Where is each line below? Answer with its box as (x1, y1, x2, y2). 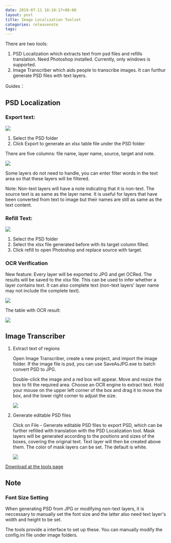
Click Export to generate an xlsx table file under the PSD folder (12, 140, 145, 146)
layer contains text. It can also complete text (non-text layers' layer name (5, 282, 160, 288)
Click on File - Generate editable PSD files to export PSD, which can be (12, 422, 163, 428)
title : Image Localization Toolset (5, 17, 81, 22)
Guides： (5, 83, 25, 89)
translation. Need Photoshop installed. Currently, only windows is (12, 56, 151, 62)
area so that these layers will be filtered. (5, 175, 90, 181)
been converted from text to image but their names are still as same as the (5, 196, 162, 202)
